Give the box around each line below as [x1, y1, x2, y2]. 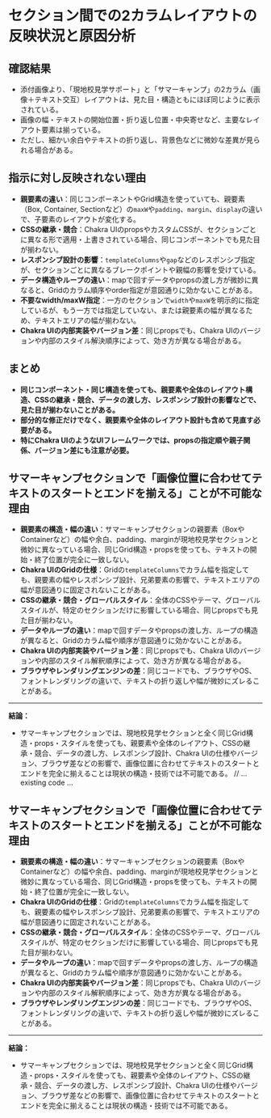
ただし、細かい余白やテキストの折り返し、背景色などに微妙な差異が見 [19, 135, 254, 145]
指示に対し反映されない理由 [8, 171, 147, 185]
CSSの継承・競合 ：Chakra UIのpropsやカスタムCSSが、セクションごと [19, 224, 256, 234]
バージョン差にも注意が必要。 [34, 445, 134, 455]
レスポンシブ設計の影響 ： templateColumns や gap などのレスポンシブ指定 [19, 255, 256, 265]
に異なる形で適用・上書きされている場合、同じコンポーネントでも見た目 [19, 235, 261, 244]
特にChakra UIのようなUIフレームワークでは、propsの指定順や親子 [19, 435, 244, 445]
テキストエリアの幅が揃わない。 [34, 315, 141, 325]
